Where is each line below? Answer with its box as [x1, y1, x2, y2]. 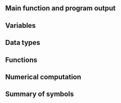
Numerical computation [5, 73, 82, 81]
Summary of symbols [5, 90, 74, 98]
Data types [5, 38, 40, 47]
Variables [5, 21, 36, 30]
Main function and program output [5, 4, 116, 13]
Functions [5, 56, 38, 64]
